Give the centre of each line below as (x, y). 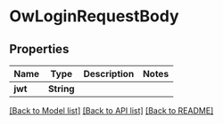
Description (109, 74)
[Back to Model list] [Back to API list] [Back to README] (111, 111)
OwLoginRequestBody (95, 16)
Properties (39, 49)
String (61, 89)
